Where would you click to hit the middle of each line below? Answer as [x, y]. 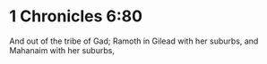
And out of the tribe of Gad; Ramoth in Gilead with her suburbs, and [134, 41]
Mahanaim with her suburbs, [62, 50]
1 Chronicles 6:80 [76, 16]
